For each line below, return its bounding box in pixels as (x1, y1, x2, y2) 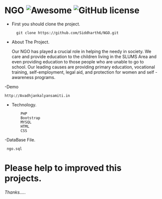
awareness (11, 74, 34, 80)
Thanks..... (4, 189, 26, 195)
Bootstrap (20, 115, 40, 120)
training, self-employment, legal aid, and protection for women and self (11, 69, 154, 75)
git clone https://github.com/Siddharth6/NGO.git (16, 30, 119, 35)
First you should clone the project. (11, 21, 81, 27)
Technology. (11, 101, 37, 107)
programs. (35, 74, 55, 80)
